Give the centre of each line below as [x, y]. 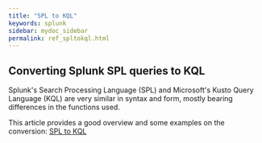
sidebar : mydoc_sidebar [48, 31]
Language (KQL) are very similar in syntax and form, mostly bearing [121, 99]
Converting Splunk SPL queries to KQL [107, 70]
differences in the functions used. [64, 107]
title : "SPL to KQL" [43, 16]
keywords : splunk [37, 23]
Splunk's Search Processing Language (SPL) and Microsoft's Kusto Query [131, 90]
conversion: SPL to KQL [48, 131]
